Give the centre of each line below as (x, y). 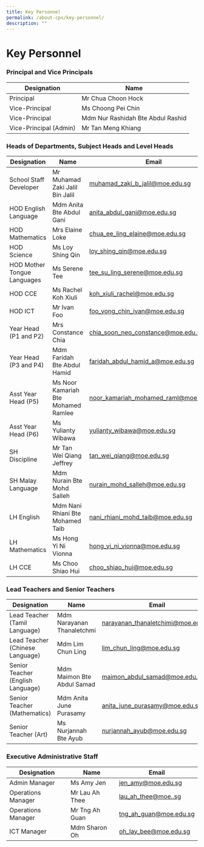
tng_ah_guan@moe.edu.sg (157, 814)
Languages (25, 280)
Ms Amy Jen (88, 783)
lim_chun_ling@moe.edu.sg (141, 648)
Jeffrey (63, 463)
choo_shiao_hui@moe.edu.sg (131, 567)
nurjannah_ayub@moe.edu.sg (144, 731)
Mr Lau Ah (85, 792)
